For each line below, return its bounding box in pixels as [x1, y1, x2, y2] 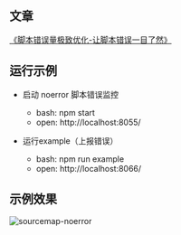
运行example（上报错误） [22, 135, 119, 146]
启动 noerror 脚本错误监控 [22, 89, 119, 99]
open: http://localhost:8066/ [35, 163, 142, 174]
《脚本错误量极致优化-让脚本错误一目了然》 [9, 34, 172, 45]
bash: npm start [35, 107, 95, 117]
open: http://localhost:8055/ [35, 117, 142, 127]
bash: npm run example [35, 153, 125, 164]
